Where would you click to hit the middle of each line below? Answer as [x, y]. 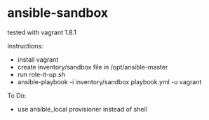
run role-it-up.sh [41, 74]
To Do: [17, 95]
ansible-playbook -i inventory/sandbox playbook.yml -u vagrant [109, 81]
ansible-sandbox [58, 13]
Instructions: [25, 46]
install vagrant [38, 59]
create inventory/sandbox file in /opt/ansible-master [93, 67]
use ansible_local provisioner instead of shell [82, 109]
